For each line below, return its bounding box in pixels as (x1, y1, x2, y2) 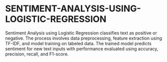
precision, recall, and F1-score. (5, 51, 69, 57)
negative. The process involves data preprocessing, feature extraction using (5, 35, 162, 41)
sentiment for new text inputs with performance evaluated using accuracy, (5, 46, 158, 52)
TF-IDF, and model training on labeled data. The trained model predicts (5, 40, 151, 46)
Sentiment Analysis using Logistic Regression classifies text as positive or (5, 30, 157, 36)
